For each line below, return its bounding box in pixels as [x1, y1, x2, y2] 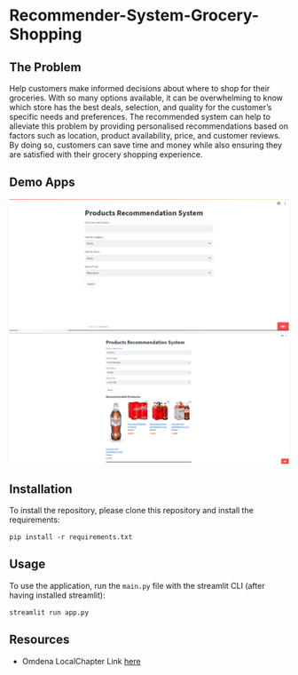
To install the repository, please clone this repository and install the [9, 505, 255, 516]
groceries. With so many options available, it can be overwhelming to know [9, 92, 284, 103]
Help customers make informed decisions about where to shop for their [9, 83, 271, 93]
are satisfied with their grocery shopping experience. [9, 149, 203, 160]
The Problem [9, 60, 82, 75]
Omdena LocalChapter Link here [21, 655, 141, 666]
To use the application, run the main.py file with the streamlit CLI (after [9, 580, 265, 591]
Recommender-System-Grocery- [9, 5, 260, 26]
